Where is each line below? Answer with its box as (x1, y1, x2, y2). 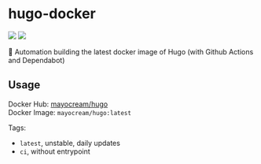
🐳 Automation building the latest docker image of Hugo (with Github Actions (8, 47, 254, 56)
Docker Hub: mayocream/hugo (8, 99, 108, 109)
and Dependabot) (8, 55, 65, 65)
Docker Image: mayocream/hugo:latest (8, 107, 132, 117)
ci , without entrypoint (19, 147, 90, 156)
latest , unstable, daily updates (19, 138, 120, 147)
